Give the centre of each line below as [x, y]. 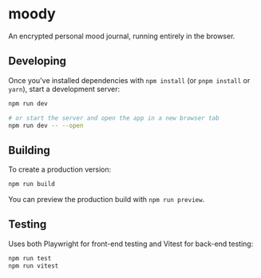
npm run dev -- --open [46, 125]
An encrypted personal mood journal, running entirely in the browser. [122, 36]
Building [29, 150]
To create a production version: [60, 169]
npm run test [30, 258]
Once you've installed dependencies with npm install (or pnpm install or [129, 80]
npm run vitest [34, 266]
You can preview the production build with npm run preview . [107, 200]
